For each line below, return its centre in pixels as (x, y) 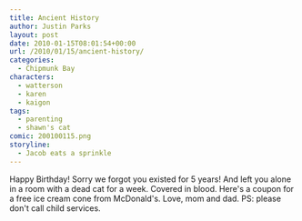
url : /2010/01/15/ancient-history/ (77, 52)
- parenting (40, 119)
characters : (32, 77)
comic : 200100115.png (50, 136)
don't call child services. (55, 208)
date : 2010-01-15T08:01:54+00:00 (73, 43)
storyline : (30, 145)
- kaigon (34, 102)
